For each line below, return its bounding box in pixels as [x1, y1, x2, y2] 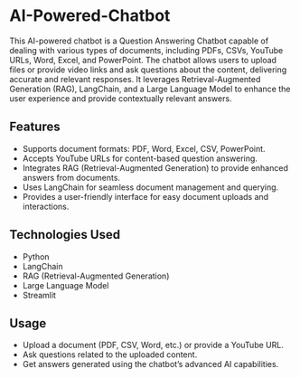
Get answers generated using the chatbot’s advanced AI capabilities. [22, 359, 279, 370]
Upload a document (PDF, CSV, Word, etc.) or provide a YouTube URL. [22, 340, 285, 351]
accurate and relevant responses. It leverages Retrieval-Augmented [9, 73, 261, 84]
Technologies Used [9, 227, 120, 242]
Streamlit [22, 289, 57, 300]
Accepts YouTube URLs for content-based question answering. [22, 153, 258, 164]
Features [9, 119, 61, 135]
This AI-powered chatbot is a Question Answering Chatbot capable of [9, 35, 269, 46]
